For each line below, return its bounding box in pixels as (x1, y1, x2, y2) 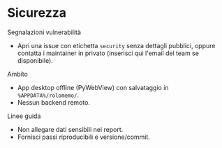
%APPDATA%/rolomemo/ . (17, 91, 79, 99)
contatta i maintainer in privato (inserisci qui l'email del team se (17, 49, 199, 57)
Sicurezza (7, 5, 66, 21)
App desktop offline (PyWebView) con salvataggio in (17, 83, 169, 91)
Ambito (7, 70, 28, 78)
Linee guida (7, 112, 41, 120)
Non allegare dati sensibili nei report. (17, 125, 124, 133)
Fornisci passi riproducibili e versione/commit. (17, 133, 150, 141)
